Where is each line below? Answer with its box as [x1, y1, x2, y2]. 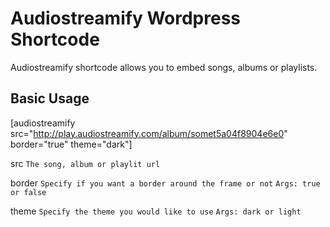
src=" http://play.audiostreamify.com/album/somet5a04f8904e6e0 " [10, 127, 288, 139]
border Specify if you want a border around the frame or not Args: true [10, 177, 321, 189]
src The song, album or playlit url [10, 157, 161, 169]
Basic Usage [10, 90, 90, 107]
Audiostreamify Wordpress [10, 7, 241, 30]
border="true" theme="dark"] [10, 138, 133, 150]
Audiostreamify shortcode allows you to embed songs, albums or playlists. [10, 61, 318, 73]
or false [10, 187, 47, 197]
